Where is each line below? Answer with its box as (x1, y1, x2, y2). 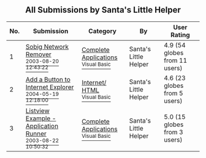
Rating (170, 31, 190, 39)
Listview (25, 106, 50, 115)
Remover (25, 50, 52, 59)
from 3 (164, 127, 183, 136)
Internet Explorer (25, 82, 74, 91)
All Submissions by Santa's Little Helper (25, 5, 181, 15)
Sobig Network (25, 42, 69, 51)
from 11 (164, 56, 188, 65)
